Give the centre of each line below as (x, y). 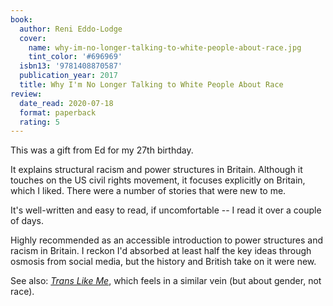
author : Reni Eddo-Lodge (71, 29)
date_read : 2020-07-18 (66, 103)
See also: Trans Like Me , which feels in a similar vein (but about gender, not (166, 281)
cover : (33, 38)
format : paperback (58, 112)
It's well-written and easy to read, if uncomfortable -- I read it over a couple (166, 210)
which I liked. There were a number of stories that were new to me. (148, 191)
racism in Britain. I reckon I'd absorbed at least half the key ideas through (161, 251)
